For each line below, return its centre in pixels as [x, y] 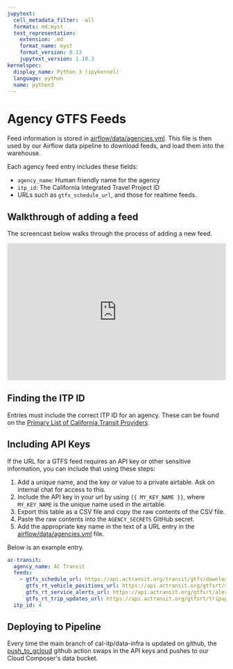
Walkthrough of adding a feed [73, 217]
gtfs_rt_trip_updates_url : [64, 599]
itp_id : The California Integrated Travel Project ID [88, 188]
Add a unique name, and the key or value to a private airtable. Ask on [116, 482]
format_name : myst [46, 46]
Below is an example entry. [46, 547]
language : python [38, 78]
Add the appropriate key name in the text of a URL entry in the [106, 526]
